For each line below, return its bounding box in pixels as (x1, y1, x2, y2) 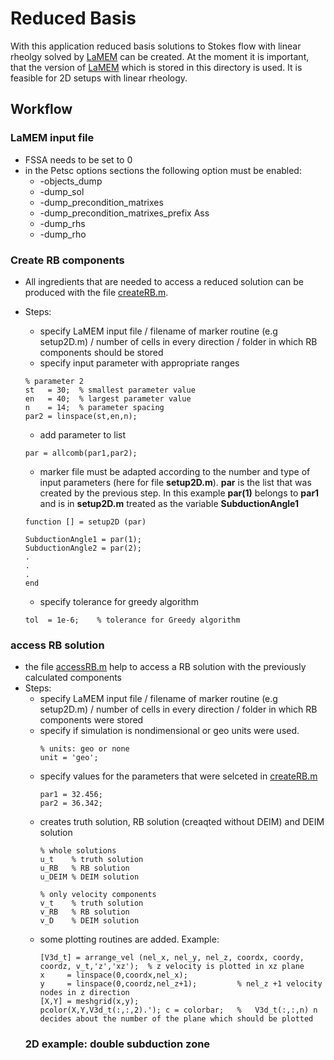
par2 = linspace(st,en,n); (24, 411, 138, 421)
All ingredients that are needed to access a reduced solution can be (24, 275, 304, 287)
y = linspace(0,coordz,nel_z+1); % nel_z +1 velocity (39, 979, 323, 989)
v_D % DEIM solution (39, 916, 140, 926)
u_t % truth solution (39, 855, 144, 865)
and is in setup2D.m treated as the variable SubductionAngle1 (39, 497, 299, 509)
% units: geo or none (39, 744, 130, 754)
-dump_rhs (39, 217, 86, 229)
